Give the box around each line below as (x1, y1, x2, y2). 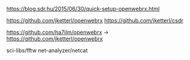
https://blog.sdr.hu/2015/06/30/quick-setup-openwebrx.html (6, 5, 160, 12)
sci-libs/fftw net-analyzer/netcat (6, 47, 88, 54)
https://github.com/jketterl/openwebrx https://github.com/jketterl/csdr (6, 17, 184, 24)
